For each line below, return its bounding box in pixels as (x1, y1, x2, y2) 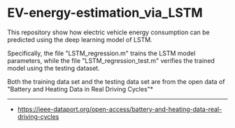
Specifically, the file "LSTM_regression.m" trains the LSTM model (7, 49, 196, 57)
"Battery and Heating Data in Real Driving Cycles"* (7, 85, 154, 93)
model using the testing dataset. (7, 64, 100, 72)
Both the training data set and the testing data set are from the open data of (7, 77, 225, 85)
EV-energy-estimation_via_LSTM (7, 5, 203, 21)
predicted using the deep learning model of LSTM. (7, 35, 152, 43)
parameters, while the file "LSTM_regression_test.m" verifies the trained (7, 56, 215, 64)
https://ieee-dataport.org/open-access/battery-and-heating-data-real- (17, 105, 222, 113)
